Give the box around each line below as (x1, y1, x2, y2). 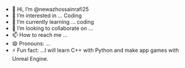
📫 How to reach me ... (11, 32, 68, 38)
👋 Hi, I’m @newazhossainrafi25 (11, 6, 89, 13)
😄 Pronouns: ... (11, 40, 51, 47)
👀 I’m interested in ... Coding (11, 12, 82, 19)
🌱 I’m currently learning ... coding (11, 18, 95, 25)
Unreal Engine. (11, 55, 49, 62)
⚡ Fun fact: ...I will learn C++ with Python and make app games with (11, 47, 179, 54)
